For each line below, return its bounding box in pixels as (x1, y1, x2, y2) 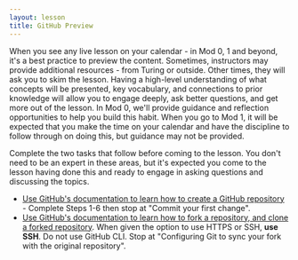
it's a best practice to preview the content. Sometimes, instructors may (9, 55, 269, 66)
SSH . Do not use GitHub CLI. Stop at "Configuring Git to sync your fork (21, 231, 282, 241)
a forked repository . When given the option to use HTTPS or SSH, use (21, 221, 278, 232)
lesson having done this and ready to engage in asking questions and (9, 166, 264, 177)
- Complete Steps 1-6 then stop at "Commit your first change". (21, 202, 251, 213)
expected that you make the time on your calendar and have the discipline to (9, 121, 290, 131)
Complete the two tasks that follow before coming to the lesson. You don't (9, 147, 282, 158)
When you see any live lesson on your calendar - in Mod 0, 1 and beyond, (9, 45, 278, 56)
